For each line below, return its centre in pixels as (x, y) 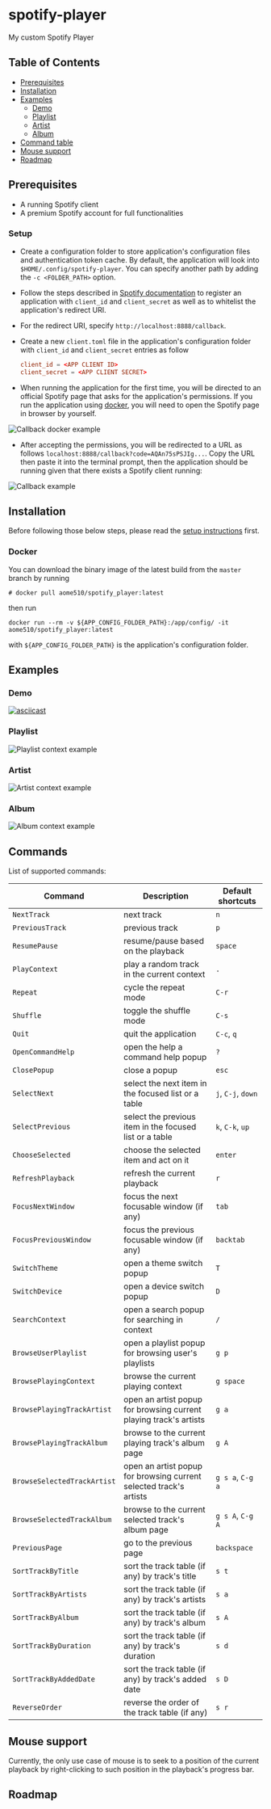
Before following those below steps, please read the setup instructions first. (134, 531)
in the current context (165, 974)
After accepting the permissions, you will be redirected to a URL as (131, 444)
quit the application (160, 1034)
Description (166, 896)
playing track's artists (165, 1420)
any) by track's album (165, 1623)
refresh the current (159, 1173)
